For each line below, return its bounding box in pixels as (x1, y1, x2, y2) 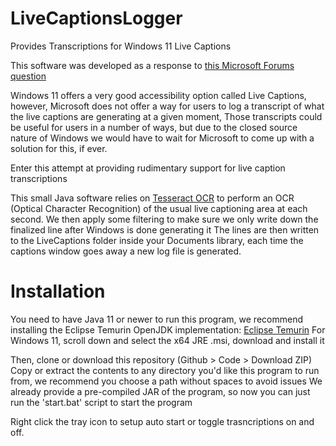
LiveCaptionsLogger (10, 7, 183, 30)
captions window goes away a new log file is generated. (10, 245, 242, 257)
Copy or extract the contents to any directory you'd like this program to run (10, 364, 320, 376)
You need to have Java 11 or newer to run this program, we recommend (10, 313, 303, 325)
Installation (10, 280, 106, 303)
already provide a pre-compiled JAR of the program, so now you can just (10, 385, 311, 397)
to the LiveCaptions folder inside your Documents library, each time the (10, 234, 304, 246)
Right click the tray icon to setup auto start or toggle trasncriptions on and (10, 415, 315, 427)
